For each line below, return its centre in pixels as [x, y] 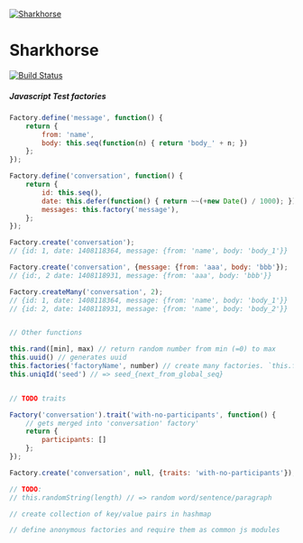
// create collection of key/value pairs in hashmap [110, 514]
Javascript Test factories [58, 96]
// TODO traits [38, 398]
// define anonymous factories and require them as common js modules [145, 530]
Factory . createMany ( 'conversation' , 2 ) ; [87, 292]
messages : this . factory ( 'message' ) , [110, 209]
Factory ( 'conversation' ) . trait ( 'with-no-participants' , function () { [143, 415]
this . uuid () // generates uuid [68, 358]
